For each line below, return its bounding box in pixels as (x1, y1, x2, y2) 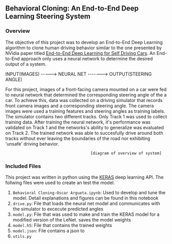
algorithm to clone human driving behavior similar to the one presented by (5, 45, 162, 51)
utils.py (12, 234, 32, 239)
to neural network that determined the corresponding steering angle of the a (5, 92, 167, 98)
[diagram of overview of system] (90, 151, 162, 156)
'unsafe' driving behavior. (5, 140, 60, 147)
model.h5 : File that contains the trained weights (12, 222, 112, 228)
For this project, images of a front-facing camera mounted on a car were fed (5, 86, 167, 92)
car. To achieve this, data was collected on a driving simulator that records (5, 97, 163, 103)
